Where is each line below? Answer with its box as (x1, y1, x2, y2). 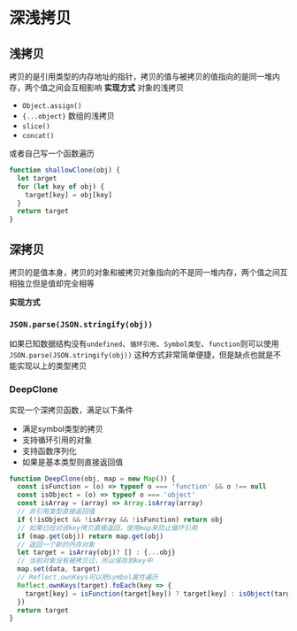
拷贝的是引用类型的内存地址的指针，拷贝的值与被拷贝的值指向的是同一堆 (9, 72, 272, 81)
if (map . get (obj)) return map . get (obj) (17, 532, 164, 541)
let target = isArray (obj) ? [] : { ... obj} (17, 548, 176, 558)
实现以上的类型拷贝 (16, 360, 87, 372)
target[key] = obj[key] (25, 190, 113, 199)
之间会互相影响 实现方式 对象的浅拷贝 (47, 82, 184, 93)
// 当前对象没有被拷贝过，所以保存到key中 (17, 557, 153, 566)
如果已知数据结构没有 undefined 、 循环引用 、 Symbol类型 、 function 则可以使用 (9, 338, 280, 350)
